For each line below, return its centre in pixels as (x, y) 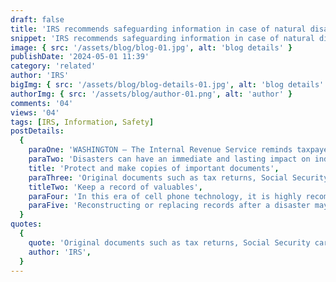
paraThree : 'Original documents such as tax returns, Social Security (178, 177)
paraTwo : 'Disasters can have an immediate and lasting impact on (169, 159)
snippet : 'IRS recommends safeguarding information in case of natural (162, 38)
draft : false (37, 19)
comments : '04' (42, 103)
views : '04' (35, 112)
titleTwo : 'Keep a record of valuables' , (115, 187)
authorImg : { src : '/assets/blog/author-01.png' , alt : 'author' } (151, 94)
